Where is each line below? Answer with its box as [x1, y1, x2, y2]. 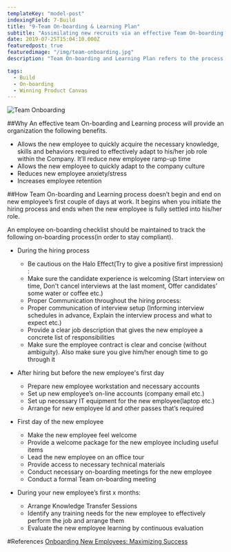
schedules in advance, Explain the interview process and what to [27, 311, 212, 320]
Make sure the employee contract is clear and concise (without [27, 340, 207, 349]
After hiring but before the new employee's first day [17, 369, 164, 377]
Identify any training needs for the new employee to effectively [27, 509, 205, 517]
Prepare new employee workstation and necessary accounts [27, 382, 200, 391]
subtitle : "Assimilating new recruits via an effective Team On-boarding [7, 29, 224, 37]
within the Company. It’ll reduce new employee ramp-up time [17, 155, 191, 163]
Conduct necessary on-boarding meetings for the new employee [27, 468, 212, 476]
